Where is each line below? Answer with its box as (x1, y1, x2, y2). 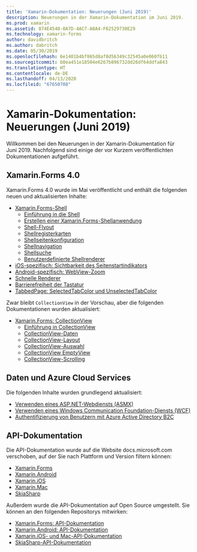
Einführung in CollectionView (23, 323, 96, 331)
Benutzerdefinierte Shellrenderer (23, 255, 105, 262)
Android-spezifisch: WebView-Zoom (14, 268, 106, 275)
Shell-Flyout (23, 223, 54, 230)
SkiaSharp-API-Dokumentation (14, 539, 91, 546)
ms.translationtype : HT (6, 64, 66, 71)
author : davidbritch (6, 37, 58, 43)
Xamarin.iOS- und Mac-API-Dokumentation (14, 533, 122, 540)
